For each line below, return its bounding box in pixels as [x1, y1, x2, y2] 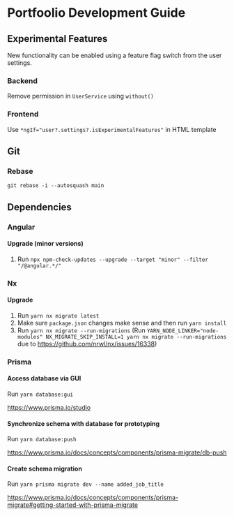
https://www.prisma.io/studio [7, 404, 91, 412]
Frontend [7, 110, 39, 119]
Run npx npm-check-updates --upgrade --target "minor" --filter [17, 255, 209, 263]
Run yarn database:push [7, 435, 77, 443]
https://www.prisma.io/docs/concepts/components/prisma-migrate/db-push [7, 448, 227, 457]
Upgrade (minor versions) [7, 239, 84, 248]
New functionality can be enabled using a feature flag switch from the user [7, 51, 222, 59]
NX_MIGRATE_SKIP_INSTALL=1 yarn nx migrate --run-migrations [45, 333, 227, 340]
